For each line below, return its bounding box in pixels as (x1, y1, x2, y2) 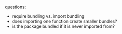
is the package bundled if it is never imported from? (12, 23, 115, 29)
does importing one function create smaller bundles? (12, 19, 117, 24)
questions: (5, 4, 26, 10)
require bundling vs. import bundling (12, 13, 84, 19)
